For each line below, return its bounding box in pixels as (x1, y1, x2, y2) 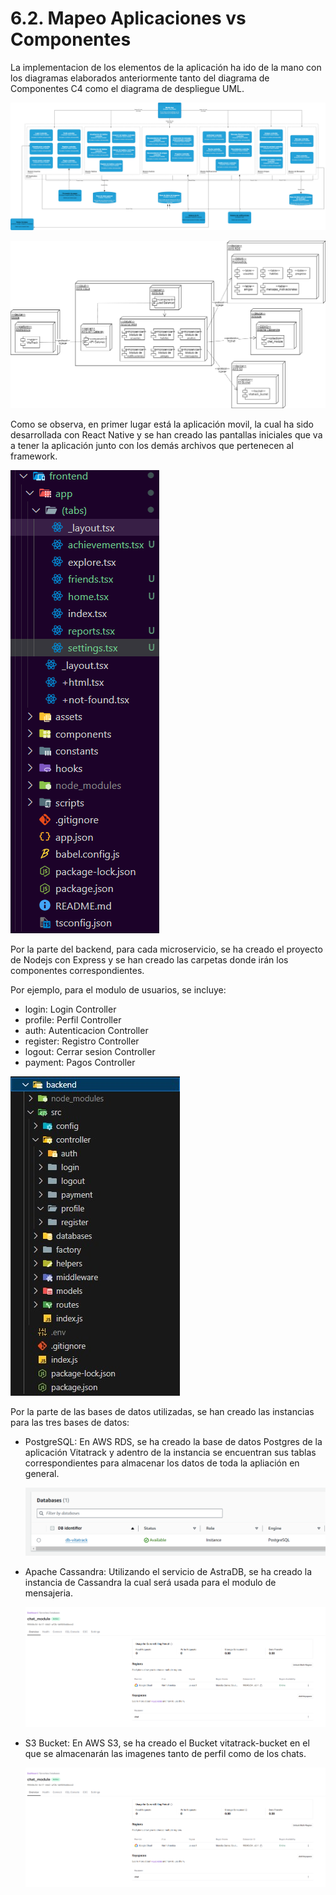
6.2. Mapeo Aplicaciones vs (10, 7, 247, 30)
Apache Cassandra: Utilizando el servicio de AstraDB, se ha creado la (24, 1566, 313, 1578)
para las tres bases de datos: (10, 1416, 130, 1428)
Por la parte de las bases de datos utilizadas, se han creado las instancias (10, 1405, 315, 1417)
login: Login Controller (24, 1003, 117, 1015)
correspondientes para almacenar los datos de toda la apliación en (24, 1457, 300, 1469)
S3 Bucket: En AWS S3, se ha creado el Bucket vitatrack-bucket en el (24, 1737, 310, 1749)
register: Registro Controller (24, 1035, 140, 1047)
